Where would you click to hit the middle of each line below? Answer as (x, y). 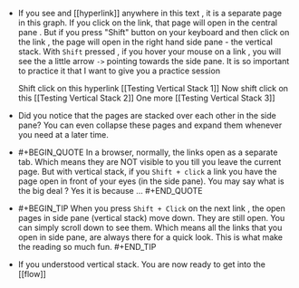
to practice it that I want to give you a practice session (119, 71)
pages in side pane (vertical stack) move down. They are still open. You (151, 218)
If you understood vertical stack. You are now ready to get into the (141, 264)
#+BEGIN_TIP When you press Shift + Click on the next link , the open (151, 208)
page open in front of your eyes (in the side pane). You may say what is (151, 181)
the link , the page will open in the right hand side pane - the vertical (145, 42)
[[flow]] (32, 274)
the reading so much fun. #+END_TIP (87, 247)
